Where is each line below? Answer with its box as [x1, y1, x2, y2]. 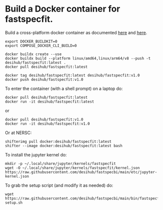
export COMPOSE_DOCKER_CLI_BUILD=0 [5, 43, 77, 48]
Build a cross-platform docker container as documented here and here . [5, 30, 147, 35]
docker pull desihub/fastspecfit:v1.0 [5, 117, 83, 122]
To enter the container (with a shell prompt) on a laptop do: [5, 86, 123, 91]
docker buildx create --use [5, 52, 62, 57]
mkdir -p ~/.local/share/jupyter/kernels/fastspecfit [5, 161, 116, 166]
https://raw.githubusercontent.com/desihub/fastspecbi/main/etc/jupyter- [5, 169, 158, 175]
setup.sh [5, 200, 23, 205]
